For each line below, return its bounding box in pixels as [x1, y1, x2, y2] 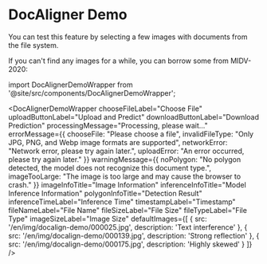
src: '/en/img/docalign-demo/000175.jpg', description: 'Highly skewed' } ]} [8, 239, 253, 249]
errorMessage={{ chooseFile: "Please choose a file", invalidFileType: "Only [8, 129, 253, 139]
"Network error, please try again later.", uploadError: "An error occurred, [8, 146, 245, 156]
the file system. [8, 40, 59, 49]
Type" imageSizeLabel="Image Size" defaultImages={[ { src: [8, 214, 207, 223]
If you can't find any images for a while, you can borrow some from [8, 56, 230, 65]
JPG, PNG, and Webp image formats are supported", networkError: [8, 137, 228, 147]
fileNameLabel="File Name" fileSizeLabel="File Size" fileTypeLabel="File [8, 205, 247, 215]
